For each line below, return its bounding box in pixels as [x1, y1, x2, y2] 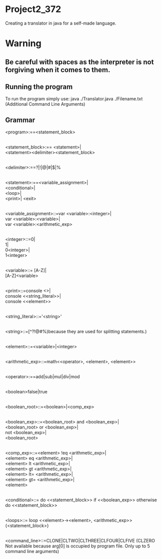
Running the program [5, 82, 73, 91]
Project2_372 [5, 4, 61, 15]
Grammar [5, 115, 35, 124]
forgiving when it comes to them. [5, 65, 110, 74]
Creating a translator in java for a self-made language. [5, 20, 116, 26]
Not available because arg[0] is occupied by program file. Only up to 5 [5, 543, 150, 549]
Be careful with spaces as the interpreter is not [5, 58, 154, 66]
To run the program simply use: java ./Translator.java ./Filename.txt [5, 96, 143, 102]
